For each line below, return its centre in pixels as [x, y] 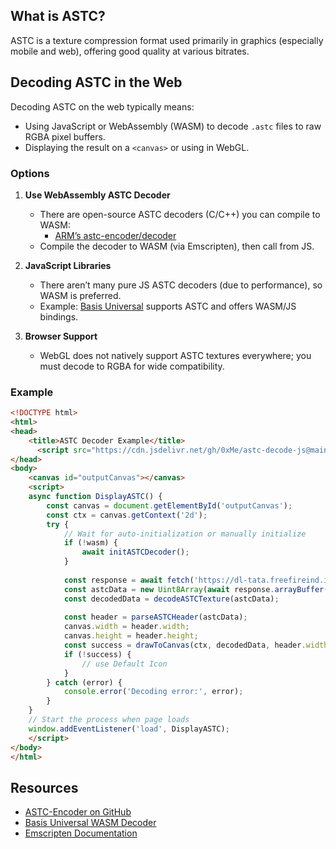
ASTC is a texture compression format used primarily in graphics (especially [167, 40]
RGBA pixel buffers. [65, 136]
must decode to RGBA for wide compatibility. [132, 366]
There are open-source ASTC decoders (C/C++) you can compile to [180, 214]
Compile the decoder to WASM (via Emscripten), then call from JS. [177, 246]
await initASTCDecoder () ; [135, 552]
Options [30, 173]
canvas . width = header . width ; [126, 627]
